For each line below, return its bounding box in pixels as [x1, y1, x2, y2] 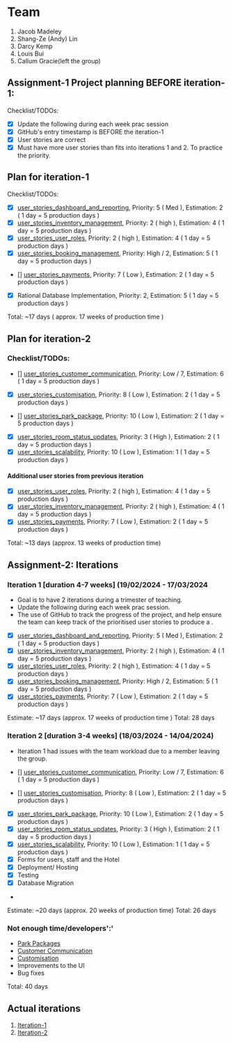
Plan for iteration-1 [7, 171, 90, 183]
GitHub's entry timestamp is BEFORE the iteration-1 [17, 127, 164, 136]
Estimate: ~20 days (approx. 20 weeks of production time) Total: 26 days [7, 906, 216, 915]
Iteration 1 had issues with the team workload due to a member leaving [17, 747, 220, 755]
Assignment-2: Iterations [7, 559, 119, 571]
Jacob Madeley [17, 27, 62, 35]
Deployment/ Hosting [17, 863, 79, 871]
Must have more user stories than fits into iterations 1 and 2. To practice [17, 143, 223, 152]
